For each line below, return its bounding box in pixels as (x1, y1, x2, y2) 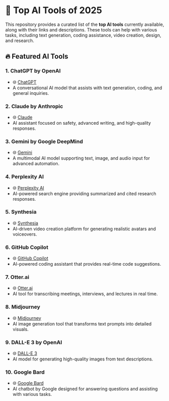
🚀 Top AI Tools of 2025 (5, 5, 102, 16)
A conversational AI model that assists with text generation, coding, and (12, 85, 162, 91)
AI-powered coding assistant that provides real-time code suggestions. (12, 261, 161, 267)
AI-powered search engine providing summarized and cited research (12, 190, 157, 197)
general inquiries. (12, 90, 49, 96)
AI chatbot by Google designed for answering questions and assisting (12, 386, 158, 392)
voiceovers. (12, 231, 37, 237)
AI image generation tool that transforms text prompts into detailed (12, 320, 152, 326)
